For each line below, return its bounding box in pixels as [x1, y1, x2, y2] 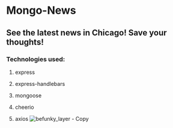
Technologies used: [6, 55, 65, 63]
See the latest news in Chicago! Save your [6, 28, 167, 38]
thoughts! [6, 37, 44, 47]
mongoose [14, 91, 42, 99]
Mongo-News [6, 4, 76, 17]
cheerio [14, 103, 34, 111]
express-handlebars [14, 80, 65, 87]
